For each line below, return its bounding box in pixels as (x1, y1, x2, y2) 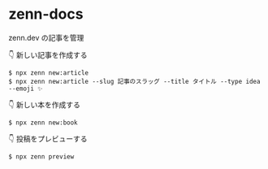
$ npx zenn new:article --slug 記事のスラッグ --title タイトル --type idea (8, 77, 261, 85)
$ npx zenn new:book (8, 119, 79, 127)
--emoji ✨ (8, 84, 43, 93)
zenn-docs (8, 5, 84, 24)
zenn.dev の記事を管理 (8, 32, 84, 42)
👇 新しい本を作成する (8, 99, 81, 110)
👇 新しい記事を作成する (8, 50, 88, 59)
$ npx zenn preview (8, 152, 75, 161)
